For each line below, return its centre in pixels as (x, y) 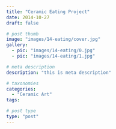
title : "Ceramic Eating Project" (48, 12)
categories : (21, 89)
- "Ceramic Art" (32, 94)
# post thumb (23, 34)
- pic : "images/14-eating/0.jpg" (53, 51)
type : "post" (23, 116)
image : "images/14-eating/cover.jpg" (53, 40)
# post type (21, 111)
